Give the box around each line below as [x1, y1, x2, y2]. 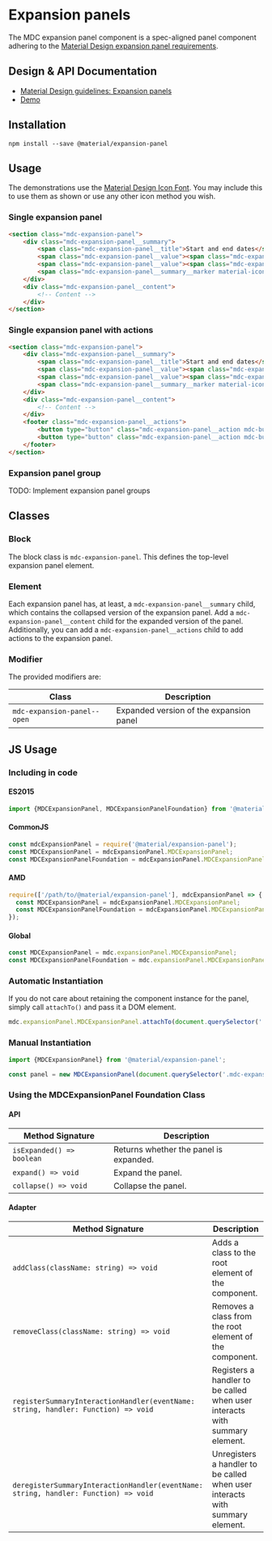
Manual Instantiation [8, 1038, 91, 1049]
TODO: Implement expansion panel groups [8, 486, 151, 495]
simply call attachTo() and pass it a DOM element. [8, 1002, 176, 1012]
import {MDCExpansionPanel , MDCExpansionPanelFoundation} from [8, 804, 227, 813]
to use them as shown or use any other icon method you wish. [8, 192, 216, 202]
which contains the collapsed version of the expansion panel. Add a [8, 608, 235, 617]
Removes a [211, 1301, 254, 1312]
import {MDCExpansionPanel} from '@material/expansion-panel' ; [8, 1055, 227, 1063]
